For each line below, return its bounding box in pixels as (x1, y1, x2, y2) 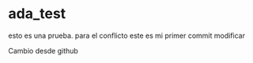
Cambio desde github (8, 46, 79, 55)
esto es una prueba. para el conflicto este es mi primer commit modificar (8, 31, 245, 40)
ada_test (8, 5, 66, 23)
